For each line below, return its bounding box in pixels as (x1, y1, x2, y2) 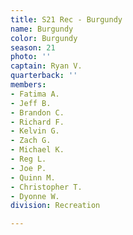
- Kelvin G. (10, 126, 60, 136)
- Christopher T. (10, 182, 83, 192)
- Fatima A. (10, 89, 60, 99)
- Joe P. (10, 163, 47, 173)
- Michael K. (10, 145, 65, 155)
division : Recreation (10, 201, 101, 211)
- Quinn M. (10, 172, 56, 183)
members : (10, 80, 47, 90)
